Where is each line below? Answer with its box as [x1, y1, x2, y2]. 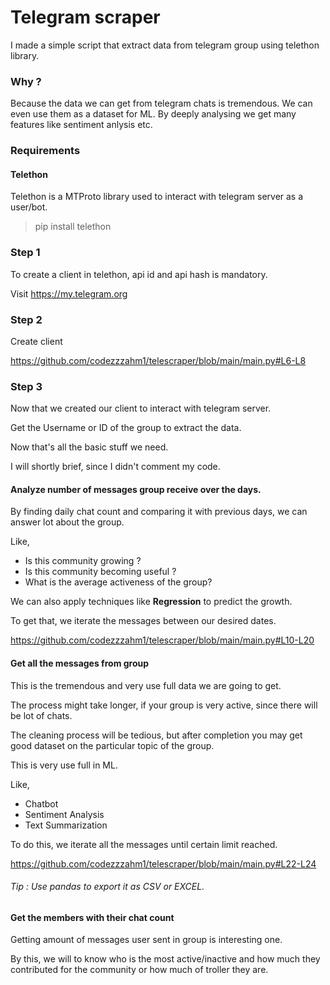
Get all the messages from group [10, 657, 150, 670]
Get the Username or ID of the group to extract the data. [10, 422, 242, 434]
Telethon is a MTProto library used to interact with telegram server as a [10, 191, 304, 203]
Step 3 [10, 379, 43, 393]
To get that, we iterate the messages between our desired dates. [10, 615, 277, 627]
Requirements [10, 144, 81, 158]
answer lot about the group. [10, 516, 125, 528]
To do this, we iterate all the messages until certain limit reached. [10, 838, 278, 850]
